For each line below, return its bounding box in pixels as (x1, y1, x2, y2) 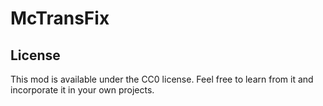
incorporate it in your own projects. (10, 84, 155, 96)
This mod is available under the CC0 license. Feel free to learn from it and (10, 73, 314, 85)
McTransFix (10, 7, 110, 30)
